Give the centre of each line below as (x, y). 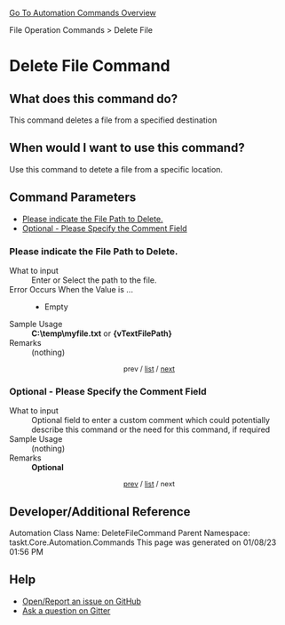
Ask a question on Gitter (66, 610)
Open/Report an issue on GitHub (82, 601)
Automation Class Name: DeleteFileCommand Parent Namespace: (130, 533)
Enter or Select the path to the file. (94, 280)
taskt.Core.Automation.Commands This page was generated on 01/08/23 (143, 542)
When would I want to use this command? (127, 148)
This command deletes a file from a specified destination (113, 120)
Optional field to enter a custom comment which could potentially (151, 421)
